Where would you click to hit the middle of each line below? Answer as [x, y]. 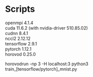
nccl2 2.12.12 [18, 38]
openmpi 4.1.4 [19, 23]
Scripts [20, 9]
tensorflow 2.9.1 [21, 43]
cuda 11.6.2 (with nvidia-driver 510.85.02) [46, 28]
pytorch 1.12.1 [18, 49]
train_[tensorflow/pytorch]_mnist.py [41, 69]
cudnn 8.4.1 [17, 33]
